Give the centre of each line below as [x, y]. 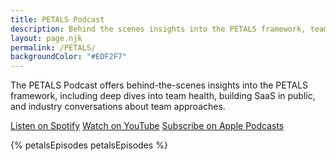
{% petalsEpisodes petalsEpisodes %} [89, 145]
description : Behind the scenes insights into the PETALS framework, [158, 29]
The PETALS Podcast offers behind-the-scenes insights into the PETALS [159, 85]
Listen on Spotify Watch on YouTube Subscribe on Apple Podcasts [147, 126]
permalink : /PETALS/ [53, 47]
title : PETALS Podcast [57, 19]
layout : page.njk [46, 38]
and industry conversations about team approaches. [118, 107]
